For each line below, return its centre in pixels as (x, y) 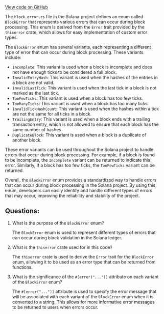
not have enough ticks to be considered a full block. (64, 72)
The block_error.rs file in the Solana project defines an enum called (74, 16)
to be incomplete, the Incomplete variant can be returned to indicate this (78, 160)
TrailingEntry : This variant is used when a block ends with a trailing (81, 119)
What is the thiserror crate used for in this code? (62, 247)
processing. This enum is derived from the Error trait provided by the (75, 27)
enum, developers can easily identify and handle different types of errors (79, 190)
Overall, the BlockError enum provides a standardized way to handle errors (81, 180)
